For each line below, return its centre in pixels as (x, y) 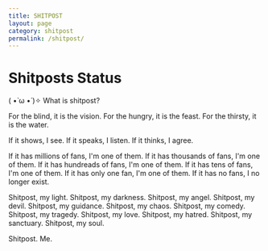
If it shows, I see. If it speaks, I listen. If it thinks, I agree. (101, 140)
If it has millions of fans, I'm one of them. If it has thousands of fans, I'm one (134, 156)
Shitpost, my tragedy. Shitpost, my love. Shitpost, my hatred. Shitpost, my (130, 215)
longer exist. (29, 182)
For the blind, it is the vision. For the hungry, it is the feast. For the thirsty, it (132, 116)
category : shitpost (41, 31)
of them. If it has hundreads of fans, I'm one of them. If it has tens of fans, (131, 165)
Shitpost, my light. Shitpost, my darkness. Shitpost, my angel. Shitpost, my (132, 198)
